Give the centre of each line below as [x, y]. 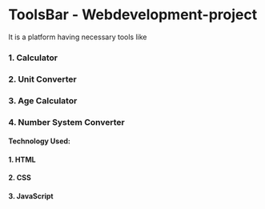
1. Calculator [33, 58]
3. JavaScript [31, 196]
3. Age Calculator [43, 100]
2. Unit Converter [43, 79]
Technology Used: [39, 141]
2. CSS [20, 178]
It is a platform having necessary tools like [78, 37]
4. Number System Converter [67, 122]
